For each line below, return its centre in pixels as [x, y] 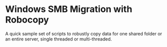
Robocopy [27, 20]
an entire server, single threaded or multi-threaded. [59, 39]
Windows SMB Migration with [69, 9]
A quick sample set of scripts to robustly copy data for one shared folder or [84, 33]
